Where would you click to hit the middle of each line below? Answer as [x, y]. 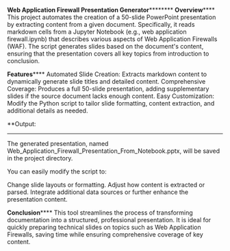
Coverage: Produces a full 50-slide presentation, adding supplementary [108, 89]
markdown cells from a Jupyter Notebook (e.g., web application [97, 32]
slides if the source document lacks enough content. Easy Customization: [111, 96]
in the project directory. [40, 158]
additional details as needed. [48, 110]
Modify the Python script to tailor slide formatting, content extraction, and [111, 103]
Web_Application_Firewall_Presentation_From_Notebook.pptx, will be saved [114, 151]
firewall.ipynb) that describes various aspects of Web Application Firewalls [112, 39]
